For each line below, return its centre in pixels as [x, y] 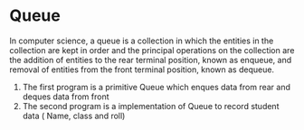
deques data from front [66, 97]
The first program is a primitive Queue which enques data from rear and [157, 87]
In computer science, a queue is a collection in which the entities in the [142, 41]
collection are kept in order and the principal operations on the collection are [152, 50]
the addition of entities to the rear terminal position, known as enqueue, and [151, 60]
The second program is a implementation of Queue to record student [151, 106]
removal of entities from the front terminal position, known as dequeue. [142, 70]
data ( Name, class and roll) [74, 116]
